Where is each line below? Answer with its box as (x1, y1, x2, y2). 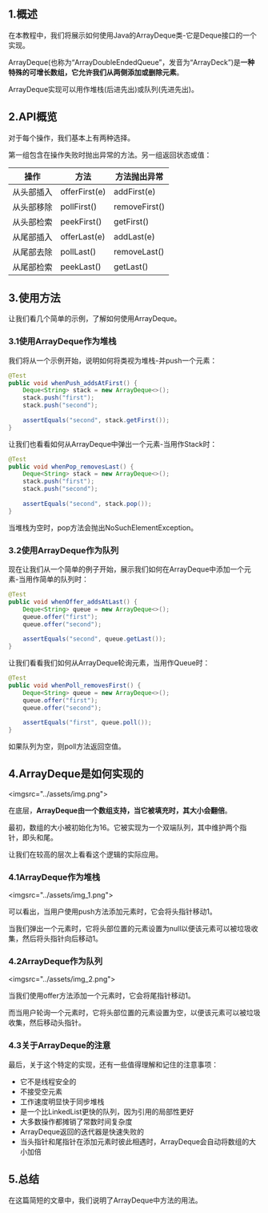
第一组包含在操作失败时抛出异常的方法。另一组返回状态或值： (8, 150, 212, 159)
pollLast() (60, 246, 97, 257)
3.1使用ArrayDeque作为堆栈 (8, 335, 117, 347)
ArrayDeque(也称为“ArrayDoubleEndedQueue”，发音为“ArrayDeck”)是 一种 (8, 57, 255, 66)
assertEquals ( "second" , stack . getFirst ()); (22, 416, 170, 424)
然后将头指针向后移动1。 (22, 934, 102, 943)
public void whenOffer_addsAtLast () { (8, 597, 138, 606)
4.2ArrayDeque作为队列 (8, 956, 103, 967)
